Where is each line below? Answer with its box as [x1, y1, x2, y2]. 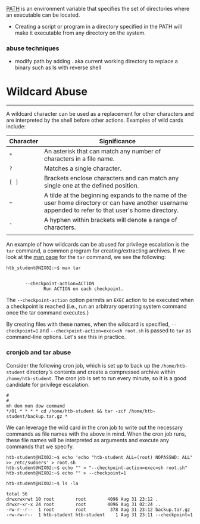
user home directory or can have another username [43, 199, 189, 207]
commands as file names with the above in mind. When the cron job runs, [6, 430, 186, 437]
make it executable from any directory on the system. [14, 29, 146, 36]
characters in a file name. [43, 155, 115, 163]
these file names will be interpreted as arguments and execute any [6, 436, 170, 443]
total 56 [6, 491, 28, 497]
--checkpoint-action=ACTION [24, 281, 95, 287]
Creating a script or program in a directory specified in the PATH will [14, 23, 182, 30]
